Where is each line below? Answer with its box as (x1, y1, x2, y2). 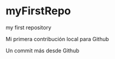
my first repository (5, 24, 52, 31)
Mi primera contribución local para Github (5, 35, 110, 42)
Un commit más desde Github (5, 46, 79, 54)
